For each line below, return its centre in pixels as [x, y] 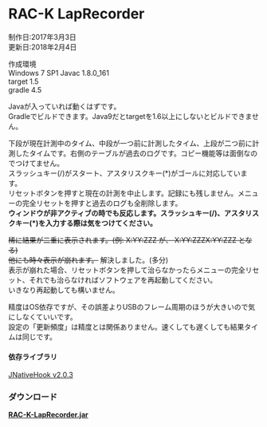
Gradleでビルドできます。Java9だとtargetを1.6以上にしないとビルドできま [130, 116]
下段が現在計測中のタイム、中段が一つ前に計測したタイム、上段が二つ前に [130, 143]
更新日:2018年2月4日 [43, 47]
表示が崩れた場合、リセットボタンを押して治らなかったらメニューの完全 [127, 270]
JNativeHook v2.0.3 [41, 375]
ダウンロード [33, 397]
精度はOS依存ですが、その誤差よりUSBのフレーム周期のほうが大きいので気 [132, 306]
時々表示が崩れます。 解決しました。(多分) [99, 259]
